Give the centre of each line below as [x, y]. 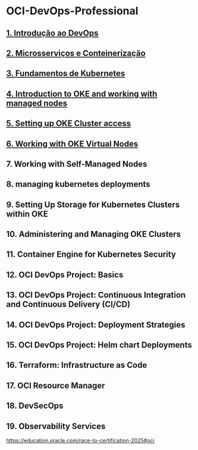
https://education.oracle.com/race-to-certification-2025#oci [80, 440]
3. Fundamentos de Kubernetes [66, 74]
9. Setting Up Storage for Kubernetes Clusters [93, 204]
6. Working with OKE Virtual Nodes [72, 144]
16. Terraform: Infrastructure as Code [77, 365]
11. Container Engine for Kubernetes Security [91, 255]
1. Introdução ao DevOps [53, 33]
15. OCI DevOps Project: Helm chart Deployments [99, 345]
